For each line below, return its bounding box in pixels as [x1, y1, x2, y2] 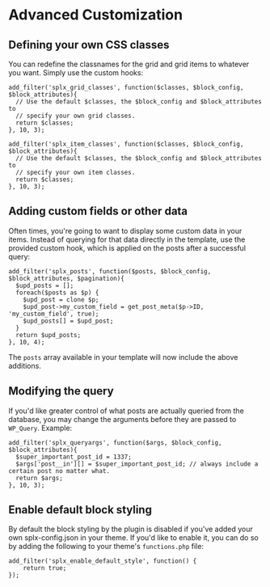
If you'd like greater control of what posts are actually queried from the [8, 406, 244, 416]
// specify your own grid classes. [15, 112, 136, 120]
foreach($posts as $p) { [15, 289, 99, 297]
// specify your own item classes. [15, 168, 136, 176]
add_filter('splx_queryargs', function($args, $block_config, [8, 438, 222, 446]
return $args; [15, 474, 63, 482]
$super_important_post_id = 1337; [15, 453, 132, 461]
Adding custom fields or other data [8, 205, 188, 218]
